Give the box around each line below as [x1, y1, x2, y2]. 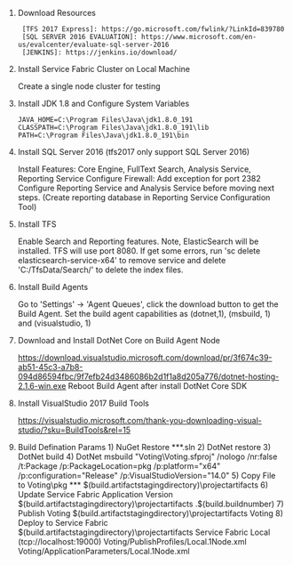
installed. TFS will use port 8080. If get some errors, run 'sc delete [17, 246, 261, 256]
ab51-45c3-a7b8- [17, 362, 83, 372]
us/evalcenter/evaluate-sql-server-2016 [17, 40, 170, 49]
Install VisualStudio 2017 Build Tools [17, 398, 149, 408]
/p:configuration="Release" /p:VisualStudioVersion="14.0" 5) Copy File [17, 471, 276, 480]
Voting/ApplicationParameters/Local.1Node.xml [17, 546, 190, 556]
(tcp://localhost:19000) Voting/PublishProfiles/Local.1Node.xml [17, 537, 247, 546]
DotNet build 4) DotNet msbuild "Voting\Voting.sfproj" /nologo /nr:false [17, 451, 278, 462]
